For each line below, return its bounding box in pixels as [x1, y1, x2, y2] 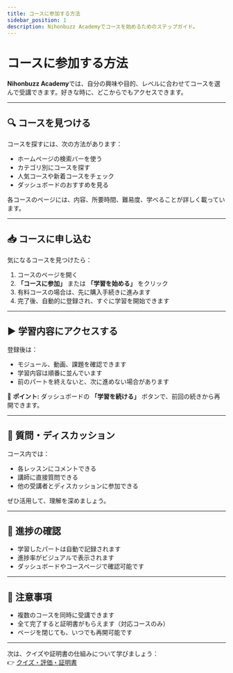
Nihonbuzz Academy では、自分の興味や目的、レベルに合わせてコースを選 [7, 79, 221, 88]
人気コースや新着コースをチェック [17, 172, 114, 181]
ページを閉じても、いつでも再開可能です [17, 629, 133, 637]
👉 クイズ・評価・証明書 [7, 658, 78, 667]
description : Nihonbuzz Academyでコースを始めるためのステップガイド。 [7, 23, 198, 30]
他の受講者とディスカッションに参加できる [17, 481, 139, 490]
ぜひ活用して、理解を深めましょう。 [7, 496, 110, 505]
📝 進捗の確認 [7, 525, 61, 537]
